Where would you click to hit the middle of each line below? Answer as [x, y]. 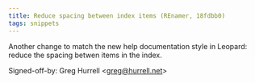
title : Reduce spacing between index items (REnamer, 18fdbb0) [117, 16]
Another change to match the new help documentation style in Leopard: [128, 46]
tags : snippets [34, 23]
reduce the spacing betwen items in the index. [86, 55]
